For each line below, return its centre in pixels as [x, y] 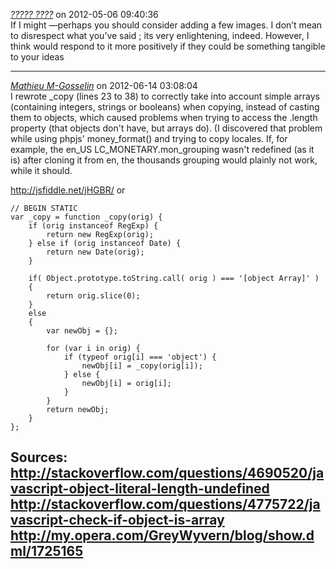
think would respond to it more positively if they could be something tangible [168, 46]
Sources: [39, 457]
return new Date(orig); [95, 252]
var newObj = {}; [82, 331]
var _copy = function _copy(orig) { [86, 217]
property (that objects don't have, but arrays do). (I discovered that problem [166, 128]
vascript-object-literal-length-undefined [140, 489]
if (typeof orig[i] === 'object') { [140, 357]
